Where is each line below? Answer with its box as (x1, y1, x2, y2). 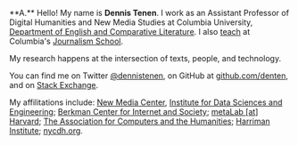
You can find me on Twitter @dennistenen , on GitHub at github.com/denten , (9, 70, 288, 81)
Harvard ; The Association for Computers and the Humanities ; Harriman (9, 116, 270, 126)
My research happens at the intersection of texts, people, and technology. (9, 53, 282, 63)
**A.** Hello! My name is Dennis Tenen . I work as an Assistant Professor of (9, 8, 290, 18)
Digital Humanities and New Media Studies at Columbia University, (9, 17, 253, 28)
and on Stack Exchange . (9, 80, 99, 90)
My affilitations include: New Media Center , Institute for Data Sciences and (9, 97, 283, 108)
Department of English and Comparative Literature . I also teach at (9, 27, 251, 36)
